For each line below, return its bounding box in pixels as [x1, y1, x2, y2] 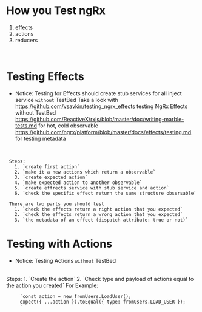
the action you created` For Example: [6, 282, 99, 289]
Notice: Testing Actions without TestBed [15, 257, 116, 264]
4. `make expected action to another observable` [14, 180, 143, 186]
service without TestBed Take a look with [15, 96, 118, 103]
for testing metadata [15, 135, 66, 142]
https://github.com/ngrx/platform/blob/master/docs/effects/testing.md [15, 128, 192, 135]
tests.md [15, 122, 38, 129]
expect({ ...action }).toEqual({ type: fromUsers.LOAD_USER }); [19, 299, 186, 305]
